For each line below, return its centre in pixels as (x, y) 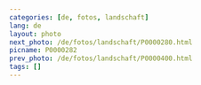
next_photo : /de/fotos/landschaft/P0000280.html (101, 42)
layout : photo (36, 34)
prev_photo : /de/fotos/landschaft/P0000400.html (101, 58)
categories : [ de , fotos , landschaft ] (79, 17)
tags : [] (25, 67)
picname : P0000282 (43, 50)
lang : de (25, 26)
